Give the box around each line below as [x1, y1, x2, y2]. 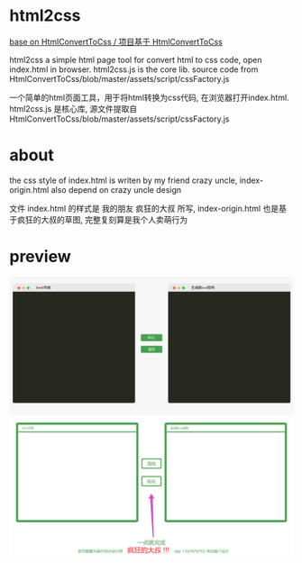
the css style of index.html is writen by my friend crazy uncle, [9, 175, 238, 186]
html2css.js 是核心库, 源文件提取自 [9, 103, 138, 114]
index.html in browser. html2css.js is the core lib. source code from [9, 64, 259, 75]
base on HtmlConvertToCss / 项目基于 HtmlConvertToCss [9, 36, 223, 47]
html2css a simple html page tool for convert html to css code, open [9, 54, 262, 65]
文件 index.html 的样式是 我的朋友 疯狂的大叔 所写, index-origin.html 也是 [9, 203, 279, 213]
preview [9, 247, 72, 267]
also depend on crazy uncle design [50, 184, 182, 195]
